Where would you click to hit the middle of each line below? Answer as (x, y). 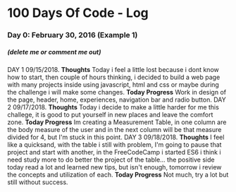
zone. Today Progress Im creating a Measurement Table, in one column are (117, 122)
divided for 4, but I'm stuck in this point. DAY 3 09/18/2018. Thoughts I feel (116, 137)
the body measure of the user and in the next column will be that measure (114, 130)
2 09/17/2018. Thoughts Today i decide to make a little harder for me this (113, 107)
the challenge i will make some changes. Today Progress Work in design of (117, 92)
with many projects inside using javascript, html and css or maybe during (113, 85)
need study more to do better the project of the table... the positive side (111, 160)
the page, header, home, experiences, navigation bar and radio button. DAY (117, 100)
